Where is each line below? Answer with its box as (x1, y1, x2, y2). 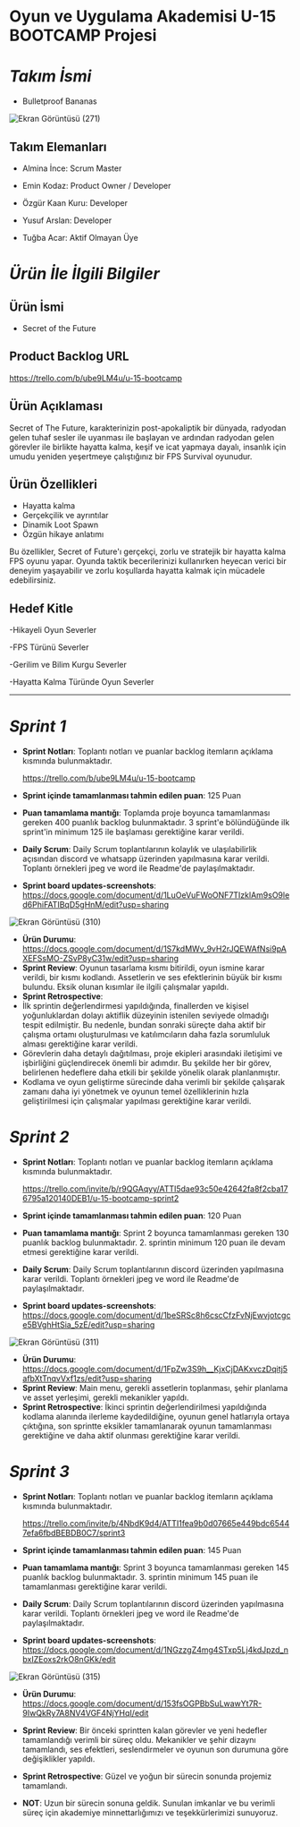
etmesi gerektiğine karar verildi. (21, 1247, 139, 1258)
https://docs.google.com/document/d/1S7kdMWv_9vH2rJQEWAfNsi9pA (21, 943, 287, 954)
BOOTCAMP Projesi (9, 25, 157, 46)
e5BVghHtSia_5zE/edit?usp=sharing (21, 1319, 155, 1330)
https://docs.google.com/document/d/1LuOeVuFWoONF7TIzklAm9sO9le (21, 890, 290, 901)
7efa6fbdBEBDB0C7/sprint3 (21, 1528, 126, 1538)
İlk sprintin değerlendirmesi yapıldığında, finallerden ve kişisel (21, 1001, 249, 1012)
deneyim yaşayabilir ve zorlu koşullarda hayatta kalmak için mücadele (9, 566, 265, 576)
